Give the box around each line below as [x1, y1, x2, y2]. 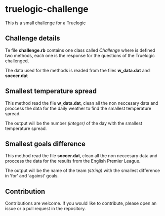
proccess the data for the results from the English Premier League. [5, 158, 141, 164]
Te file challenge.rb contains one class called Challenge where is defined [5, 47, 156, 53]
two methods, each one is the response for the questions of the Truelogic [5, 52, 155, 58]
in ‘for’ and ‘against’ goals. [5, 173, 59, 179]
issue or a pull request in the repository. [5, 206, 86, 212]
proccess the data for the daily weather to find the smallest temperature [5, 105, 152, 111]
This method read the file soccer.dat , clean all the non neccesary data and [5, 153, 158, 159]
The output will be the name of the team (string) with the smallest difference [5, 168, 160, 173]
